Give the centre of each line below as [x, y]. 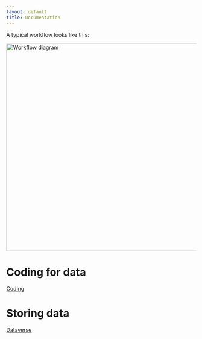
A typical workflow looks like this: [48, 34]
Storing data [38, 313]
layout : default [27, 12]
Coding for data [46, 272]
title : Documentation [33, 18]
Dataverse [19, 330]
